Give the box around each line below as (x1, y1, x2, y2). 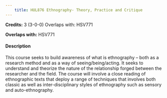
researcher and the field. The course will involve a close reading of (5, 70, 146, 77)
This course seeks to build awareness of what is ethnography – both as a (5, 54, 159, 60)
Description (5, 43, 31, 49)
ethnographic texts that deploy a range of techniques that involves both (5, 76, 156, 82)
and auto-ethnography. (5, 87, 54, 93)
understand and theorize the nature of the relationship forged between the (5, 65, 162, 71)
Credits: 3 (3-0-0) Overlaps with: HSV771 (5, 21, 93, 28)
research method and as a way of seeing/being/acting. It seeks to (5, 60, 144, 66)
